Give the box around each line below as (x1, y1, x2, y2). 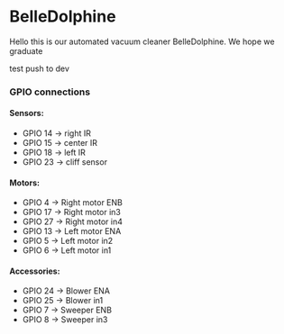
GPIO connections (9, 86, 91, 98)
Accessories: (9, 266, 60, 276)
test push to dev (9, 63, 70, 74)
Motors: (9, 177, 41, 188)
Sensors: (9, 108, 44, 119)
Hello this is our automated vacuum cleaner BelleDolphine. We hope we (9, 36, 275, 47)
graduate (9, 45, 43, 56)
